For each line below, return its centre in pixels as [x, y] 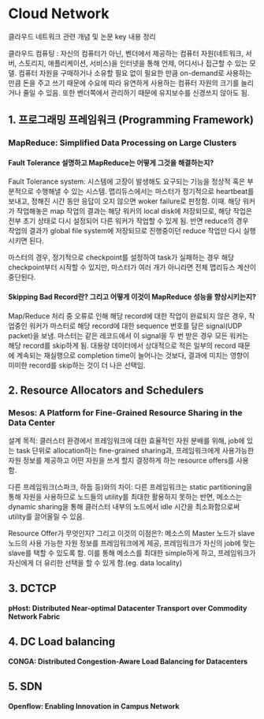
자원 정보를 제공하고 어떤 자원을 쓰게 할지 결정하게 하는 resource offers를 [121, 460]
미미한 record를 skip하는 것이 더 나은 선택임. [77, 365]
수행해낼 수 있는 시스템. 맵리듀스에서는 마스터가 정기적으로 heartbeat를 [145, 192]
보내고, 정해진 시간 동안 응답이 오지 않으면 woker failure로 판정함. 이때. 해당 [125, 201]
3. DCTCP [32, 588]
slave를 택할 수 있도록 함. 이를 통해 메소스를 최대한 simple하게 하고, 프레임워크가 [132, 553]
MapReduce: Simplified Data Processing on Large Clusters [123, 143]
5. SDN [25, 686]
